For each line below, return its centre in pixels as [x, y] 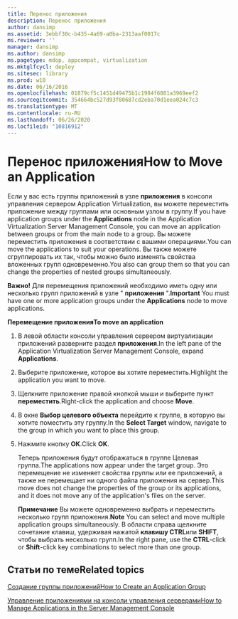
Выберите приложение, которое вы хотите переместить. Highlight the [123, 372]
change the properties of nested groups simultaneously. [90, 272]
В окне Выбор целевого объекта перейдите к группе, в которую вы [121, 415]
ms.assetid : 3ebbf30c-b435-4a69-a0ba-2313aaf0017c [84, 34]
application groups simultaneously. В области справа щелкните [112, 524]
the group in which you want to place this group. [88, 430]
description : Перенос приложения [57, 21]
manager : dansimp [33, 47]
